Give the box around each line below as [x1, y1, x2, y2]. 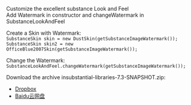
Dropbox [14, 85, 37, 92]
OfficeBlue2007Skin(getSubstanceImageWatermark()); [6, 46, 138, 52]
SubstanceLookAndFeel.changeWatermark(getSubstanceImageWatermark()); [6, 63, 186, 69]
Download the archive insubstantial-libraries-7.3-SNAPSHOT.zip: [6, 74, 166, 80]
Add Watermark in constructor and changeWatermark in [6, 11, 144, 19]
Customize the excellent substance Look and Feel [6, 5, 129, 12]
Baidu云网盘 [14, 92, 46, 100]
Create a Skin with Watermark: [6, 29, 82, 37]
